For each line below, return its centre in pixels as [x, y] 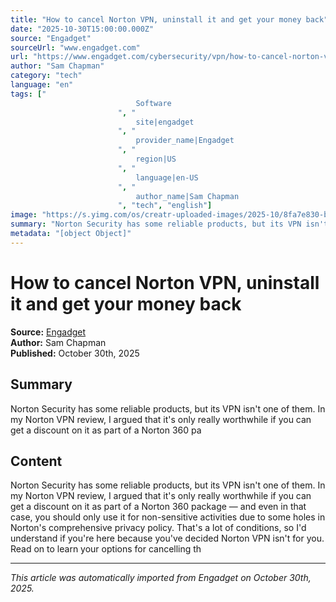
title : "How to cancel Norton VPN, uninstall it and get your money [156, 19]
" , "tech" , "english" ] [165, 206]
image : [24, 215]
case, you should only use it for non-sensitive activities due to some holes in [168, 517]
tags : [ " [28, 94]
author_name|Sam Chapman [187, 196]
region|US [156, 159]
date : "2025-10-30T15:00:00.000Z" [82, 29]
